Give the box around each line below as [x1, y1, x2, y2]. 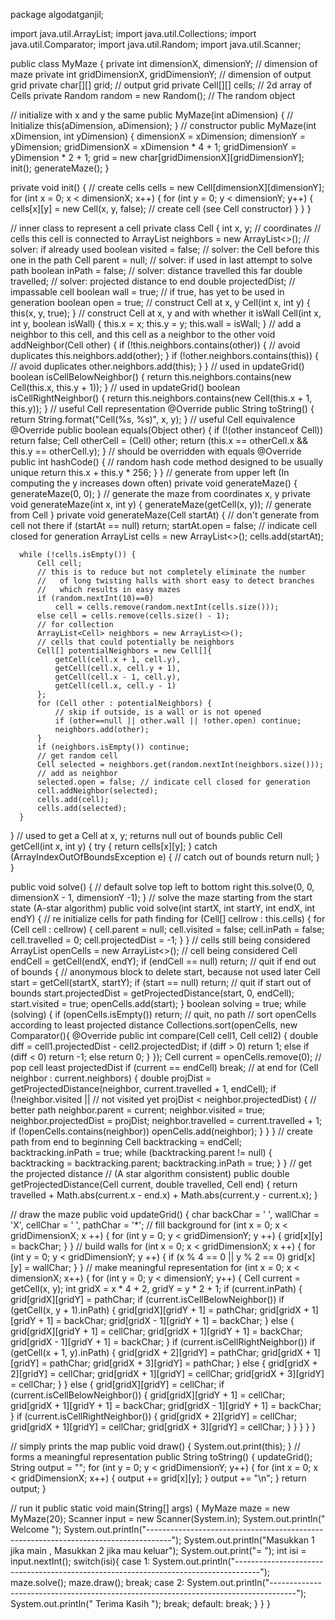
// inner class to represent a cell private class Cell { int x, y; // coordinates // [10, 222, 322, 234]
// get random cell [36, 751, 118, 761]
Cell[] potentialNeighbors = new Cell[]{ [36, 646, 213, 656]
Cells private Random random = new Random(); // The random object [10, 90, 296, 101]
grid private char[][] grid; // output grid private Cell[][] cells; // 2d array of [10, 79, 313, 91]
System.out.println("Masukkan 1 [183, 1534, 315, 1546]
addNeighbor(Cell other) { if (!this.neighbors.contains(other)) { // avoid [10, 339, 301, 351]
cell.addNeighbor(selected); [36, 786, 159, 796]
